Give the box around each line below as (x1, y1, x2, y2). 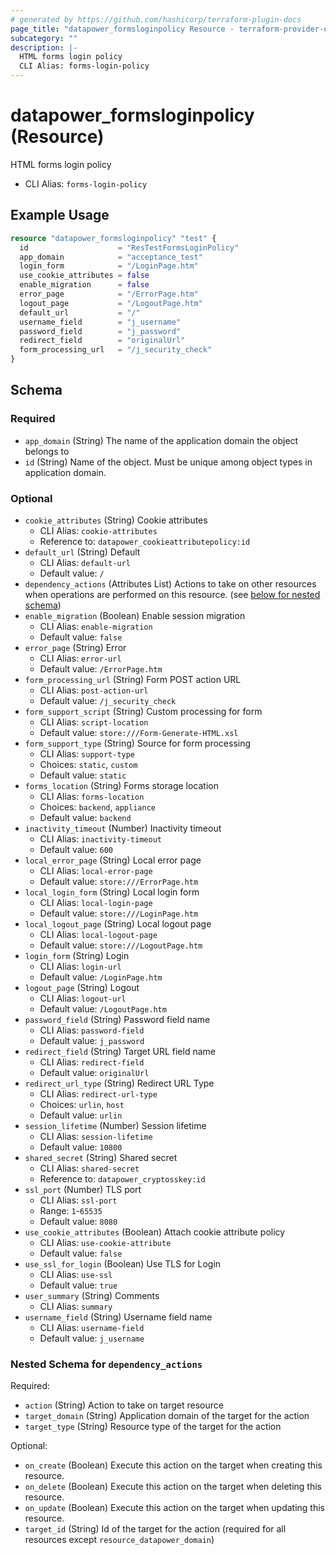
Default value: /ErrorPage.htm (39, 662, 163, 675)
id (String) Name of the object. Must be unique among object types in (24, 456, 313, 468)
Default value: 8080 (39, 1215, 118, 1227)
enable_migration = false (19, 280, 150, 290)
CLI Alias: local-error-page (39, 864, 153, 876)
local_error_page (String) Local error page (24, 854, 202, 866)
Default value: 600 (39, 843, 114, 855)
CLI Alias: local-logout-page (39, 928, 158, 940)
